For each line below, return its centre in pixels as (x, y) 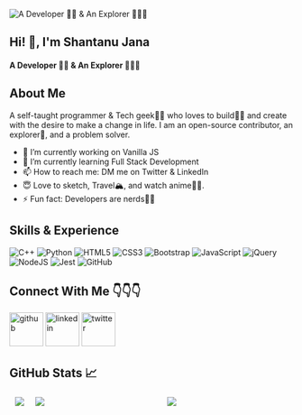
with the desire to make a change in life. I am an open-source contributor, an (151, 124)
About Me (37, 93)
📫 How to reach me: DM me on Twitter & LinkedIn (115, 171)
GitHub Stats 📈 (53, 373)
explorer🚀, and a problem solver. (70, 134)
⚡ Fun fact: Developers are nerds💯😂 (89, 198)
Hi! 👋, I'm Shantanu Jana (80, 42)
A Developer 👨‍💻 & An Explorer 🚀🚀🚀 (75, 65)
